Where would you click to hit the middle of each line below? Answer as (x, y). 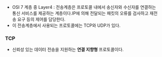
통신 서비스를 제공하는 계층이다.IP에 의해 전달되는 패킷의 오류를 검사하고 (80, 13)
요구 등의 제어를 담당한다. (41, 19)
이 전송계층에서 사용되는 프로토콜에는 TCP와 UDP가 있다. (66, 25)
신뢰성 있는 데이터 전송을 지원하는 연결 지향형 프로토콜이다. (68, 50)
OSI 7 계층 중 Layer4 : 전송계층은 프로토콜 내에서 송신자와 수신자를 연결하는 (84, 7)
